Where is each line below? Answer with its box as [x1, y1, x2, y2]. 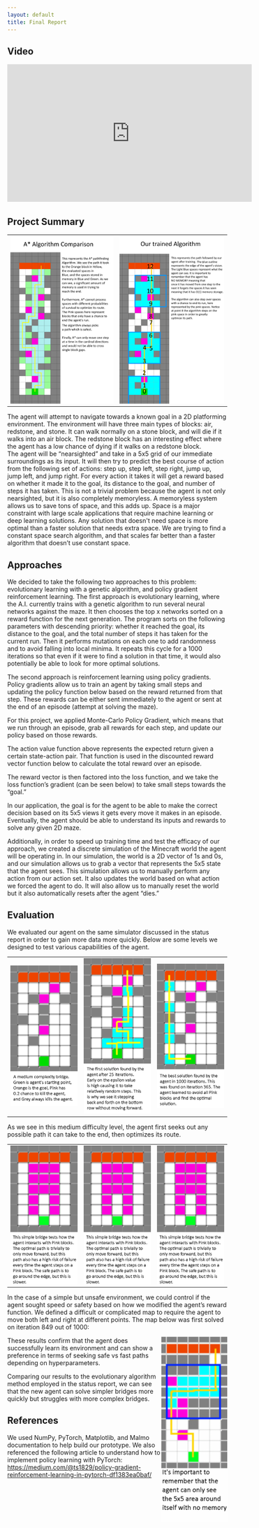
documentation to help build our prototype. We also [7, 1441, 156, 1449]
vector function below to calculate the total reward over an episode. [7, 759, 202, 767]
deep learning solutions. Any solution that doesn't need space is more [7, 517, 209, 525]
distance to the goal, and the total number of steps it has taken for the [7, 629, 208, 637]
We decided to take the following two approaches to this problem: [7, 577, 197, 586]
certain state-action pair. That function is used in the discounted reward [7, 751, 214, 760]
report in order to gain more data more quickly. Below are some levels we [7, 935, 218, 944]
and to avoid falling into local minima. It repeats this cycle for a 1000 [7, 644, 202, 653]
